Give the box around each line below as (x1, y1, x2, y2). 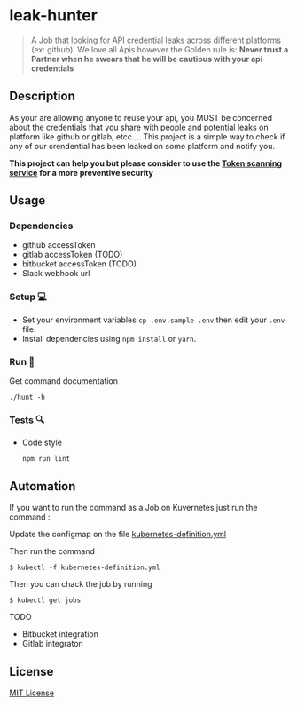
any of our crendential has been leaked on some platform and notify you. (9, 140, 276, 151)
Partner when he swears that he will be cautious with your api (30, 53, 263, 64)
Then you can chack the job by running (9, 579, 152, 590)
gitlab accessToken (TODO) (21, 250, 123, 260)
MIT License (9, 687, 55, 698)
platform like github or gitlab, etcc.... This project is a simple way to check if (9, 131, 285, 142)
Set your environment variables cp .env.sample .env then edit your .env (21, 314, 285, 325)
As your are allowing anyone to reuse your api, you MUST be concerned (9, 112, 273, 123)
